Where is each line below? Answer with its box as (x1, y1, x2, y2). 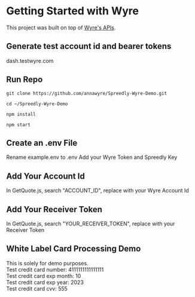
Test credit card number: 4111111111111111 (6, 266, 104, 273)
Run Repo (6, 75, 43, 85)
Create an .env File (6, 137, 78, 148)
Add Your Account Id (6, 171, 85, 181)
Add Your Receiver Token (6, 204, 103, 215)
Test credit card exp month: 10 (6, 272, 81, 279)
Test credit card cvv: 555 (6, 285, 68, 292)
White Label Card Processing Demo (6, 244, 141, 254)
